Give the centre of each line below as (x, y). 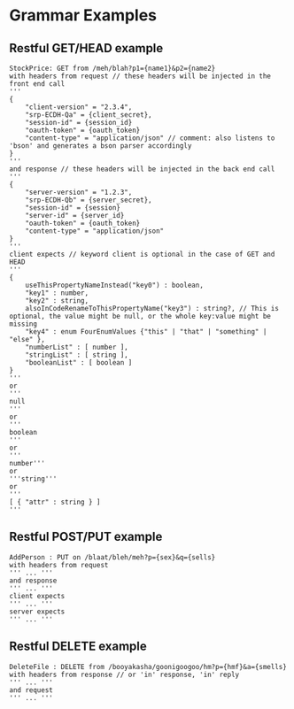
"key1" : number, (57, 293)
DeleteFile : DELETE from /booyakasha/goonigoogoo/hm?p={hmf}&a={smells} (148, 667)
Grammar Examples (83, 15)
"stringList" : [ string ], (77, 355)
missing (23, 324)
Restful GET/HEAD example (86, 48)
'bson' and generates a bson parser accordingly (101, 146)
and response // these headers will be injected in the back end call (142, 169)
